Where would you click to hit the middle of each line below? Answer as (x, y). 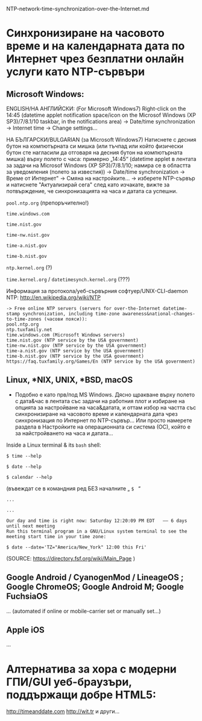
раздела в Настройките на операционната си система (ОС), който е (103, 427)
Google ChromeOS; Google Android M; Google (95, 587)
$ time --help (24, 456)
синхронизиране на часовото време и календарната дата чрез (96, 413)
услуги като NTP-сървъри (76, 72)
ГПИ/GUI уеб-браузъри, (69, 682)
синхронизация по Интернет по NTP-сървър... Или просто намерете (103, 420)
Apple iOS (25, 630)
